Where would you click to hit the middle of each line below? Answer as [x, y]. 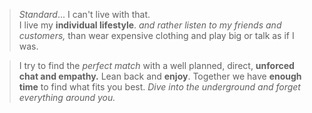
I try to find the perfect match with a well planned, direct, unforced [156, 65]
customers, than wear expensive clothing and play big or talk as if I [156, 35]
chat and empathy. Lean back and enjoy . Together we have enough [160, 76]
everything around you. [67, 97]
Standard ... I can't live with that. [84, 14]
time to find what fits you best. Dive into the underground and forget [159, 87]
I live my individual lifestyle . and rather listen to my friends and [150, 25]
